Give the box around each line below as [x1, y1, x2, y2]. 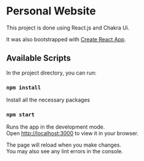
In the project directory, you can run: [6, 69, 97, 76]
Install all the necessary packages [6, 96, 90, 103]
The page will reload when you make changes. [6, 141, 122, 148]
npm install [6, 84, 41, 91]
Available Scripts [6, 53, 71, 64]
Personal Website [6, 4, 96, 18]
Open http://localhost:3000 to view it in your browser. [6, 130, 139, 137]
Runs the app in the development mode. [6, 123, 105, 130]
